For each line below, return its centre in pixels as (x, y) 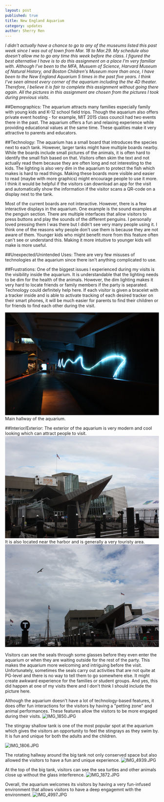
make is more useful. (26, 245)
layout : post (18, 10)
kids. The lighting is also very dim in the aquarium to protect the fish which (80, 168)
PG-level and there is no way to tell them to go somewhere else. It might (77, 676)
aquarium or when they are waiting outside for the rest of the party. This (78, 660)
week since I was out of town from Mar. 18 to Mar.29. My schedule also (77, 51)
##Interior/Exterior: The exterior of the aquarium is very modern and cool (79, 428)
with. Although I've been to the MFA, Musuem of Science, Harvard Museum (81, 66)
